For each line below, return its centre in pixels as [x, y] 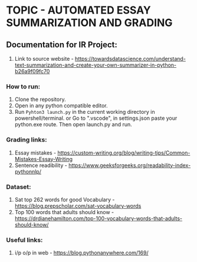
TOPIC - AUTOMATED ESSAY [79, 10]
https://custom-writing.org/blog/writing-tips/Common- [124, 153]
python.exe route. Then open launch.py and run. [73, 125]
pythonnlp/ [28, 171]
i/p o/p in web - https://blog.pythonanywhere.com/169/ [81, 253]
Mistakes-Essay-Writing [43, 159]
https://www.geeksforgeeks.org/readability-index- [130, 165]
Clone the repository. [40, 99]
